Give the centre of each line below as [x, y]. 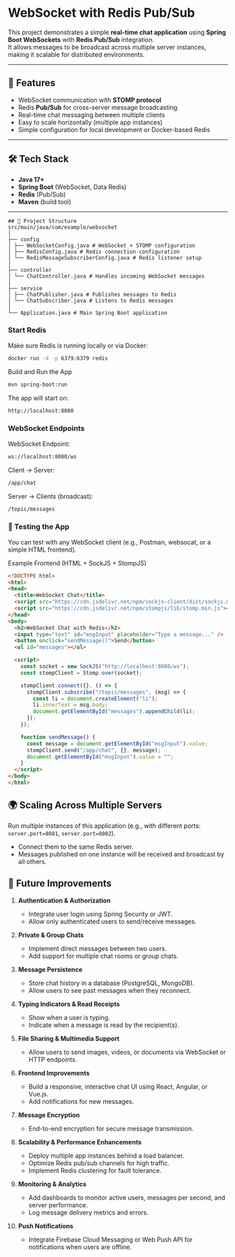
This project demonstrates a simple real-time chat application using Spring [117, 32]
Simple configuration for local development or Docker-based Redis [114, 129]
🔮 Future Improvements [60, 883]
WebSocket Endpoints [46, 429]
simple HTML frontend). [42, 550]
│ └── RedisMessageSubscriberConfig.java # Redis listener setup [105, 258]
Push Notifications [46, 1226]
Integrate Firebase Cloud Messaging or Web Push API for [111, 1240]
